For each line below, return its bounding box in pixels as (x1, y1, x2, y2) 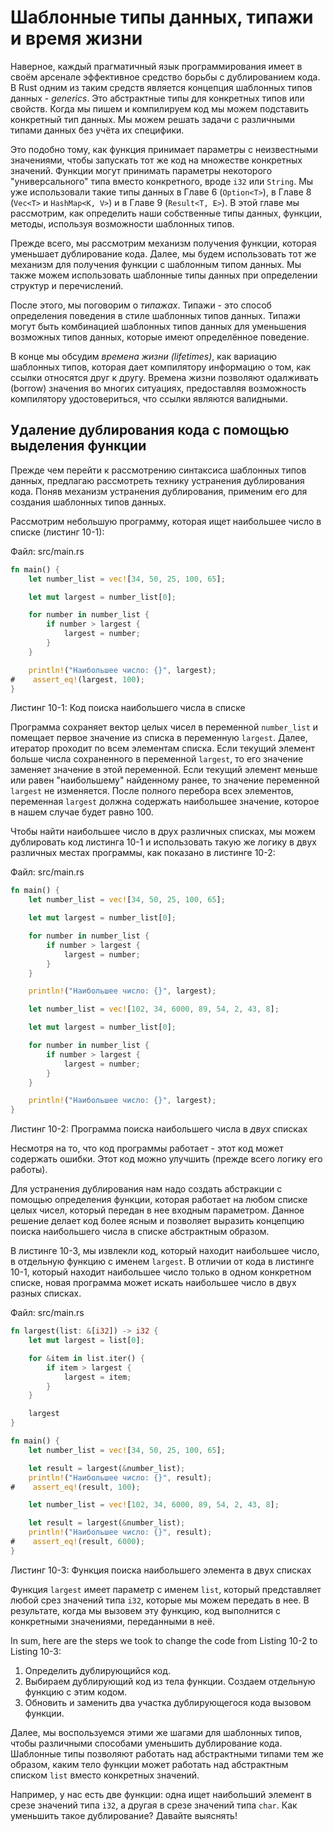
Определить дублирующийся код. (24, 1664, 172, 1676)
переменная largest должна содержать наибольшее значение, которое (10, 796, 320, 808)
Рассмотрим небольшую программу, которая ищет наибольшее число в (10, 515, 322, 527)
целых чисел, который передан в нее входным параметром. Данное (10, 1204, 305, 1216)
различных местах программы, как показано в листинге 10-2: (10, 847, 276, 859)
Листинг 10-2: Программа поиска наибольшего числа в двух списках (10, 1123, 308, 1135)
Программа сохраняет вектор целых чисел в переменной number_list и (10, 721, 319, 733)
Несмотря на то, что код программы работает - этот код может (10, 1142, 284, 1155)
